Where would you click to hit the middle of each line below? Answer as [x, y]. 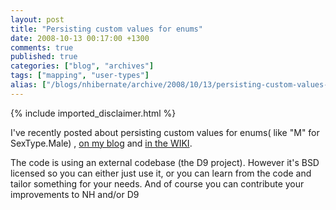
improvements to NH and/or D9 [75, 194]
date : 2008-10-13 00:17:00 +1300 [80, 38]
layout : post [37, 19]
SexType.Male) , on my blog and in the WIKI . [101, 143]
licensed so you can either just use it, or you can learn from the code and [161, 173]
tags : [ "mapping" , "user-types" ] [80, 76]
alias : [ [28, 85]
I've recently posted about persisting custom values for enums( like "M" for [165, 132]
